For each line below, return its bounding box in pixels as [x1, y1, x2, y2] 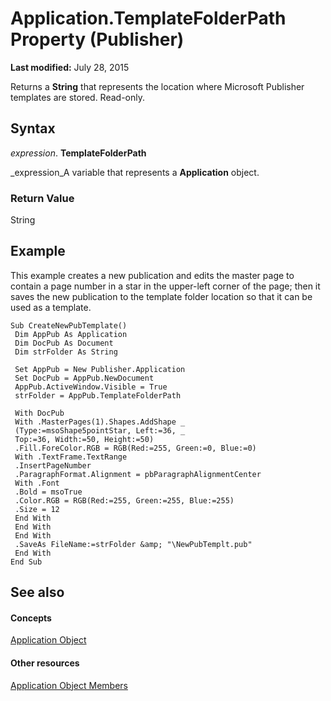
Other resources [10, 657, 80, 669]
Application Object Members [10, 679, 128, 691]
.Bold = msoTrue [14, 487, 83, 497]
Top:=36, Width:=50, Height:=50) [14, 434, 155, 444]
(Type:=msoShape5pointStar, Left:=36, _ [14, 425, 186, 436]
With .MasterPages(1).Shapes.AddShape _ [14, 417, 186, 427]
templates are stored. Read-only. [10, 91, 145, 103]
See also [10, 584, 65, 601]
